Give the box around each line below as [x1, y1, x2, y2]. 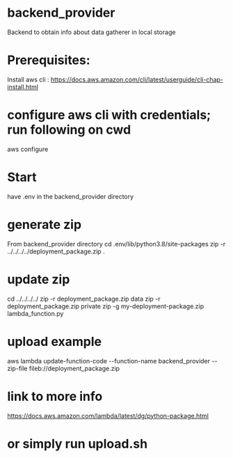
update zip [7, 271, 70, 287]
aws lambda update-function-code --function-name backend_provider [7, 356, 211, 365]
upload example [7, 333, 102, 349]
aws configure [7, 145, 49, 153]
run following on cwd [7, 122, 131, 138]
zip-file [7, 364, 28, 372]
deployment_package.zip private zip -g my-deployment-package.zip [7, 301, 204, 310]
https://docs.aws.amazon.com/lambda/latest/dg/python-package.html [7, 411, 209, 420]
